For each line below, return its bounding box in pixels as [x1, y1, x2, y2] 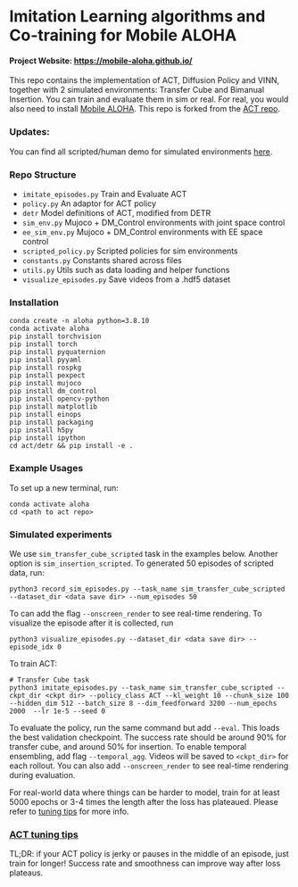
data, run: [9, 567, 45, 577]
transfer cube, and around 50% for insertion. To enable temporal [9, 741, 247, 751]
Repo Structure [9, 168, 77, 180]
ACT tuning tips [9, 828, 79, 841]
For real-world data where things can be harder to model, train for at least [9, 787, 280, 798]
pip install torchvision [9, 332, 102, 341]
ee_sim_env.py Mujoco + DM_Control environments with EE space [21, 226, 263, 237]
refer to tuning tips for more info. [9, 806, 129, 817]
